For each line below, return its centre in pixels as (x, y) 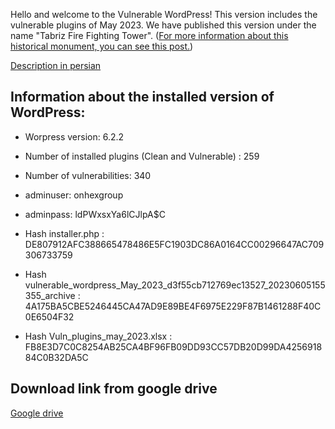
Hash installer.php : (64, 233)
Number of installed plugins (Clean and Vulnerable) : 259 (142, 156)
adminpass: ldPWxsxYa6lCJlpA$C (95, 214)
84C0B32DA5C (56, 357)
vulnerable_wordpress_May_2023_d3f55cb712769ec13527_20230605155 (175, 285)
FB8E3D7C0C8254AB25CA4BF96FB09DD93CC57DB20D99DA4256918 (173, 346)
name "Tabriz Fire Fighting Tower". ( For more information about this (149, 35)
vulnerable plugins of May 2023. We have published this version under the (163, 25)
